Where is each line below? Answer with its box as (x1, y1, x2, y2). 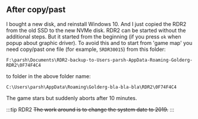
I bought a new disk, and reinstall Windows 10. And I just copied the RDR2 (6, 20, 187, 27)
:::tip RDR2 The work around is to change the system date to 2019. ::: (6, 106, 174, 113)
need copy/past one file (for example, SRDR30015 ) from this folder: (6, 46, 166, 53)
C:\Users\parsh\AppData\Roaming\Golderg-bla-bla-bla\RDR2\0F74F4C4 (6, 84, 177, 90)
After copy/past (6, 5, 66, 15)
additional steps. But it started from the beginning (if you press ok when (6, 33, 181, 40)
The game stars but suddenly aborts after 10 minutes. (6, 94, 137, 101)
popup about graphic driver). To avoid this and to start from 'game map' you (6, 39, 193, 46)
